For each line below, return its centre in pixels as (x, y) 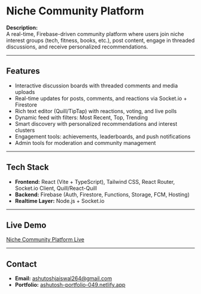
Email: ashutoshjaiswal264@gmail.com (63, 278)
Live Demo (26, 225)
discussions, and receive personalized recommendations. (77, 47)
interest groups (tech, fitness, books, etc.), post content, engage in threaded (100, 40)
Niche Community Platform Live (45, 240)
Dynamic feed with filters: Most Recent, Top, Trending (81, 117)
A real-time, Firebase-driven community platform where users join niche (95, 34)
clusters (25, 130)
